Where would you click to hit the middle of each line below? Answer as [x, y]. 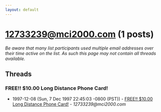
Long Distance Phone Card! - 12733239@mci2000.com [69, 104]
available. [15, 58]
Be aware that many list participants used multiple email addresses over [80, 48]
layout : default [22, 10]
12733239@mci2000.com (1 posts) [80, 34]
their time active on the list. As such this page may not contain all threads [81, 53]
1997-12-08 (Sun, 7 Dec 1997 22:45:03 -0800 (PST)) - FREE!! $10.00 [82, 99]
